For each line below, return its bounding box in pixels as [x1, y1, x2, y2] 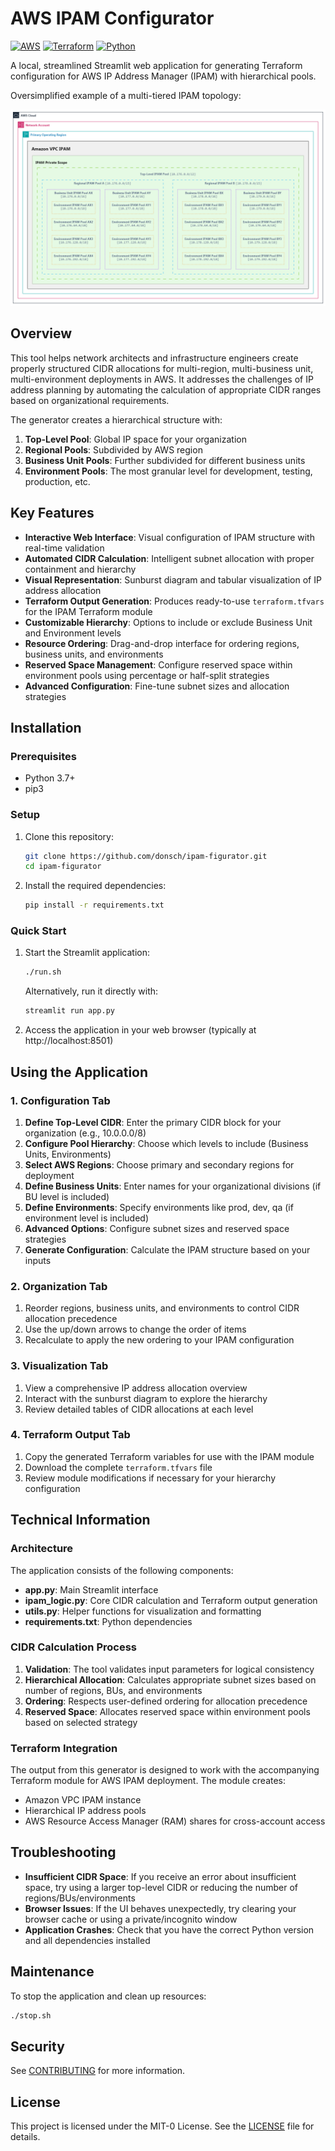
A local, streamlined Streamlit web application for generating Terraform [10, 59, 303, 71]
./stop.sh [10, 2010, 52, 2021]
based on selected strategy [24, 1716, 138, 1728]
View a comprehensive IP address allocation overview [24, 1382, 248, 1394]
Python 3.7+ [24, 772, 76, 784]
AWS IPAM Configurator [10, 7, 215, 30]
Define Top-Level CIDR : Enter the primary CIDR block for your [24, 1116, 282, 1128]
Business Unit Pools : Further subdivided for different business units [24, 454, 306, 466]
